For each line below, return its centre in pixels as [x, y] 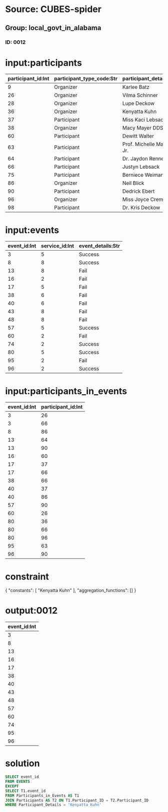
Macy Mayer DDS [143, 128]
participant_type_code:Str [86, 79]
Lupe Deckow [138, 103]
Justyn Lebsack [141, 167]
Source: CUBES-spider [53, 9]
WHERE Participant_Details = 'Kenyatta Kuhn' [53, 805]
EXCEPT [12, 786]
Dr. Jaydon [135, 159]
